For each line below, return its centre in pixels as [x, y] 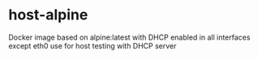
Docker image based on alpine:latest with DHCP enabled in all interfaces [129, 37]
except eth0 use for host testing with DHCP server [92, 45]
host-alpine [48, 15]
